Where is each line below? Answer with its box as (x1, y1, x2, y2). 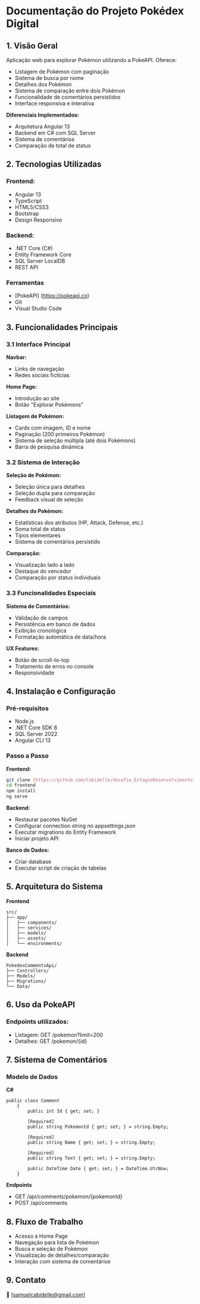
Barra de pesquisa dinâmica (14, 443, 84, 450)
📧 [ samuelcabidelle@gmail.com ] (6, 1291, 86, 1298)
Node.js (14, 718, 35, 725)
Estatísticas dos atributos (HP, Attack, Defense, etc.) (14, 519, 144, 526)
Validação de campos (14, 614, 68, 621)
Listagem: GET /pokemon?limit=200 (14, 1031, 103, 1038)
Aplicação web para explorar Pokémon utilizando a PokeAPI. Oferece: (6, 57, 177, 63)
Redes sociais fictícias (14, 372, 70, 379)
